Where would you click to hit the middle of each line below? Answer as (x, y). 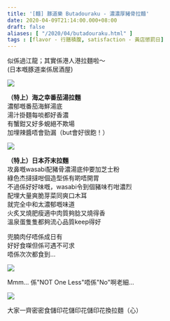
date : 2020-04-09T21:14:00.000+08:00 (62, 20)
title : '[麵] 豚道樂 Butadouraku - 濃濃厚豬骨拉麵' (78, 14)
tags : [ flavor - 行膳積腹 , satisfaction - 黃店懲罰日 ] (86, 40)
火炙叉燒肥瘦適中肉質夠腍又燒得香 (56, 213)
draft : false (26, 27)
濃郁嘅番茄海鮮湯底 (35, 107)
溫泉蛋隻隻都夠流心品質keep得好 (54, 222)
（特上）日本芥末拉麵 (38, 160)
